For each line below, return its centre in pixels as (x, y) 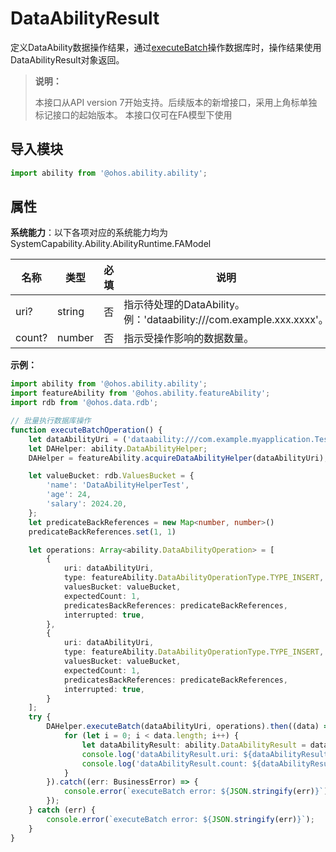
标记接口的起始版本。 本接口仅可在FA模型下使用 (133, 114)
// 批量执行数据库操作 (51, 421)
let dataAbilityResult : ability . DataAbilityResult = (194, 745)
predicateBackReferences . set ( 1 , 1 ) (102, 532)
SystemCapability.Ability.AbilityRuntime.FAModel (111, 244)
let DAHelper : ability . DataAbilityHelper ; (118, 448)
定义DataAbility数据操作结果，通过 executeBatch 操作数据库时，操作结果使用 (166, 47)
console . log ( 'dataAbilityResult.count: (164, 763)
